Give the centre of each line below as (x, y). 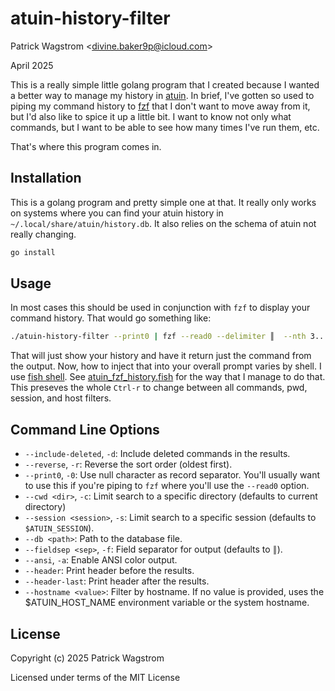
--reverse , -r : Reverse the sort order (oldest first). (128, 464)
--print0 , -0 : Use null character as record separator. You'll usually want (172, 475)
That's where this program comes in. (86, 146)
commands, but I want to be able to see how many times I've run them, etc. (165, 127)
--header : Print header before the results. (109, 571)
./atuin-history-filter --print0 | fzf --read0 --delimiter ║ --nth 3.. (167, 337)
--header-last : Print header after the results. (117, 581)
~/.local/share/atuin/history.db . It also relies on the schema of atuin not (163, 223)
